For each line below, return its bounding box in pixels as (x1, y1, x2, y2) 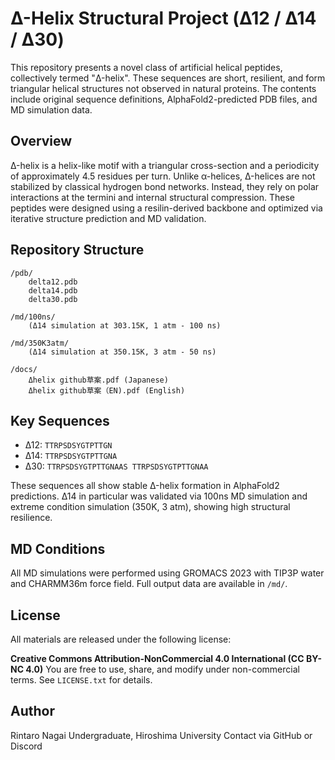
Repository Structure (10, 242, 145, 259)
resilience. (10, 512, 53, 524)
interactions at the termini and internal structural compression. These (10, 191, 296, 203)
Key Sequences (10, 412, 110, 429)
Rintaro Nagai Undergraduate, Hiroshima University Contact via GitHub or (10, 729, 313, 741)
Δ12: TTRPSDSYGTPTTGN (24, 439, 113, 451)
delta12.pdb (28, 277, 78, 287)
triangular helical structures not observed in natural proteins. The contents (10, 82, 317, 94)
